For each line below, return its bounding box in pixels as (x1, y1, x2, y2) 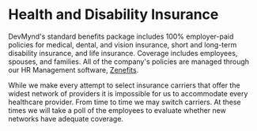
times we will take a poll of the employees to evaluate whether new (8, 105, 227, 115)
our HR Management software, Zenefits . (8, 65, 139, 74)
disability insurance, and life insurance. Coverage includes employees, (8, 48, 238, 58)
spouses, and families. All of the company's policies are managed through (8, 57, 250, 66)
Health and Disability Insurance (8, 6, 219, 24)
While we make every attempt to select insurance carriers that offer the (8, 80, 240, 90)
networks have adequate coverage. (8, 114, 124, 123)
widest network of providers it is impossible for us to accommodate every (8, 88, 248, 98)
